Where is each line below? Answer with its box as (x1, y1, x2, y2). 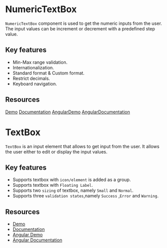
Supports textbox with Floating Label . (12, 182, 93, 188)
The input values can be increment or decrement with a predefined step (5, 25, 155, 31)
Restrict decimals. (12, 75, 51, 81)
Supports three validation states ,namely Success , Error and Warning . (12, 193, 159, 199)
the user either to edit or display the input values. (5, 148, 108, 155)
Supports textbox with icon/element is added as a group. (12, 177, 131, 183)
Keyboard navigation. (12, 80, 57, 87)
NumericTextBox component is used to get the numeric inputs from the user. (5, 20, 162, 26)
